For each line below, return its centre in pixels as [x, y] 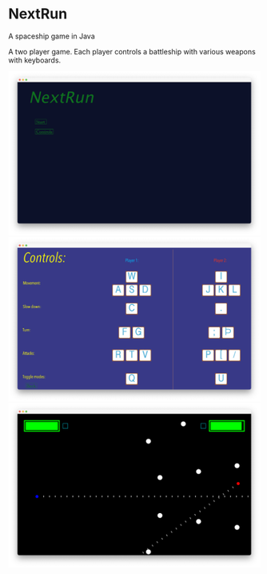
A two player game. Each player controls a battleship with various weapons [132, 51]
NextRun [38, 14]
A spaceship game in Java [52, 36]
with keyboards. [35, 60]
